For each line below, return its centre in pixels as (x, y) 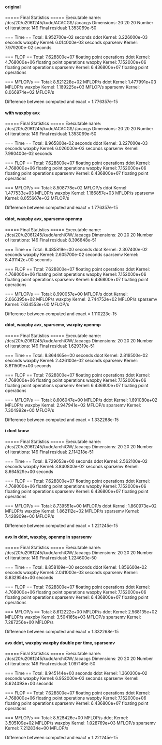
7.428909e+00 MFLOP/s (30, 516)
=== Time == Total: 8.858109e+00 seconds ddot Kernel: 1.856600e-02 (76, 567)
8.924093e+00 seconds (29, 684)
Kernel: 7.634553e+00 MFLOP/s (37, 304)
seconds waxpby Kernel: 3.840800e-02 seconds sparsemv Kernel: (72, 467)
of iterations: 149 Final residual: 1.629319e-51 (50, 346)
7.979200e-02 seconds (28, 48)
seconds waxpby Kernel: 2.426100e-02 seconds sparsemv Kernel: (72, 360)
